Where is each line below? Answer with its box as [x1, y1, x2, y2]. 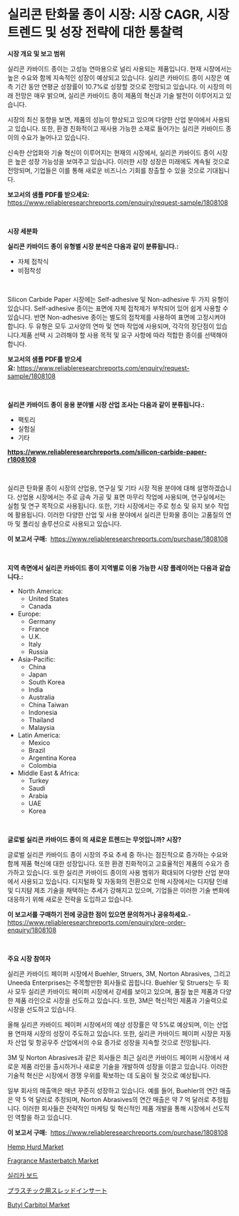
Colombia [28, 761, 57, 769]
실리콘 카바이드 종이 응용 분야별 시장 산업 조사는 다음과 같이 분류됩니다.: [7, 400, 205, 409]
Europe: [17, 609, 41, 618]
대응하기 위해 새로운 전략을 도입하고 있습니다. [7, 895, 133, 903]
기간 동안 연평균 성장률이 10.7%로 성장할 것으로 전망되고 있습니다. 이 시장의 [14, 82, 225, 91]
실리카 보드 [7, 1171, 39, 1180]
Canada [28, 602, 52, 610]
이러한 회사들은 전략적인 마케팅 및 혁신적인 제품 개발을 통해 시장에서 [22, 1104, 211, 1113]
